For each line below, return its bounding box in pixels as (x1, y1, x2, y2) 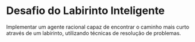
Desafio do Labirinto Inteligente (6, 4, 165, 17)
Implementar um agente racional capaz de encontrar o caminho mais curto (6, 23, 190, 30)
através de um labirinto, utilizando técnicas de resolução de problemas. (6, 29, 181, 36)
